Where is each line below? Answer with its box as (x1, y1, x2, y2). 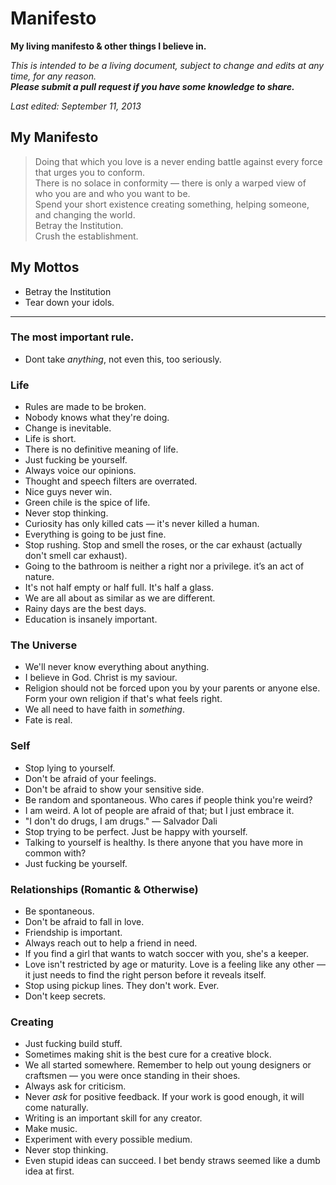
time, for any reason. (10, 70, 97, 82)
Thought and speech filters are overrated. (24, 475, 198, 487)
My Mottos (10, 259, 80, 276)
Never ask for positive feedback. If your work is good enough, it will (24, 1091, 305, 1103)
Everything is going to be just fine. (24, 528, 167, 541)
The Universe (10, 638, 78, 652)
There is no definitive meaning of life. (24, 443, 179, 456)
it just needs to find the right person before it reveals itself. (24, 969, 267, 981)
